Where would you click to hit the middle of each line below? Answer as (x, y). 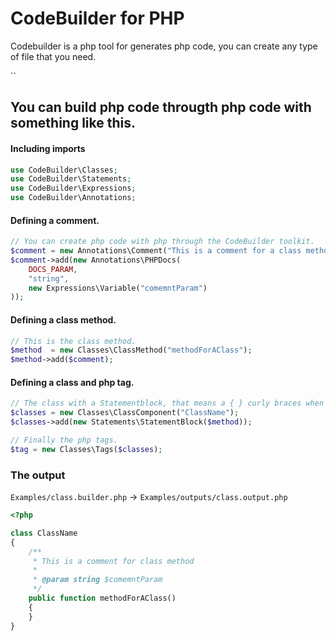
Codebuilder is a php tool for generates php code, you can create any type (164, 46)
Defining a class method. (63, 319)
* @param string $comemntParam (97, 580)
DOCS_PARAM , (53, 269)
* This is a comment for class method (113, 561)
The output (38, 475)
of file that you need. (53, 56)
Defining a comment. (55, 220)
